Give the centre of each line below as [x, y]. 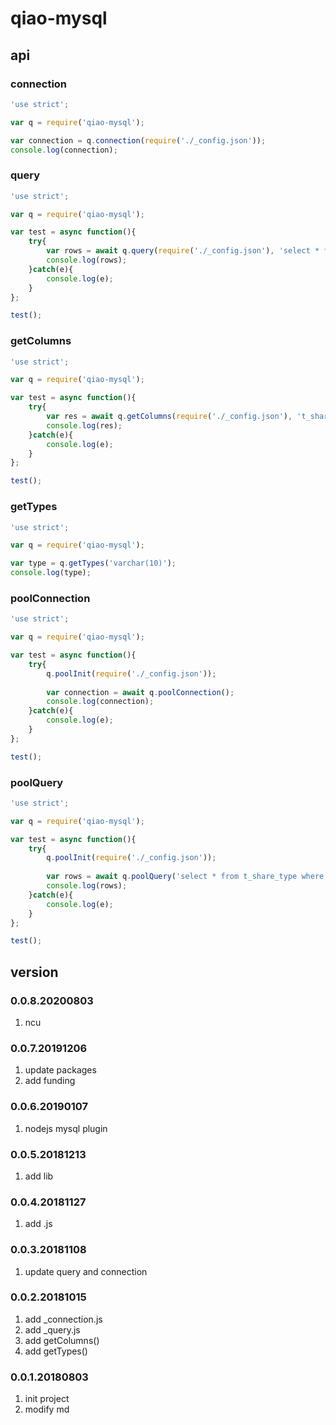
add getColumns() [62, 1340]
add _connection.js [63, 1319]
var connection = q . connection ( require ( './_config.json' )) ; [138, 140]
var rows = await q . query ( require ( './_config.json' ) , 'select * [183, 251]
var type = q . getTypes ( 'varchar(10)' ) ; [93, 563]
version [34, 972]
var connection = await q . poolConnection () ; [140, 692]
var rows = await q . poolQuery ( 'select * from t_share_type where [185, 877]
